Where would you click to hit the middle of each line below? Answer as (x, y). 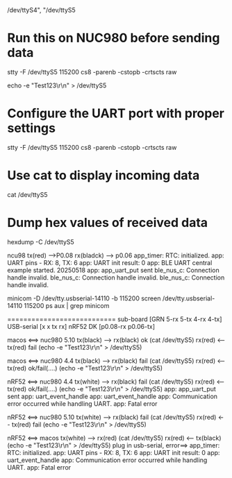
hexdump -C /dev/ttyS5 (41, 241)
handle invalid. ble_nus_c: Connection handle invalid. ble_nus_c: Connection (116, 278)
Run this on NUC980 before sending (114, 38)
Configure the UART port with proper (116, 113)
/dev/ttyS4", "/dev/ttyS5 (42, 10)
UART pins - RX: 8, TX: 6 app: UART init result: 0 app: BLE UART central (110, 262)
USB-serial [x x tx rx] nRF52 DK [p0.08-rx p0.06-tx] (81, 326)
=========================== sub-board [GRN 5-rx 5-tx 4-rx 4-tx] (115, 319)
